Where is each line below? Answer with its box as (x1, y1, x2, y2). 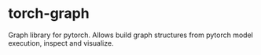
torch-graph (8, 5, 90, 22)
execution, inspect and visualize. (8, 38, 114, 47)
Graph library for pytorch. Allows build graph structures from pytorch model (8, 30, 253, 40)
